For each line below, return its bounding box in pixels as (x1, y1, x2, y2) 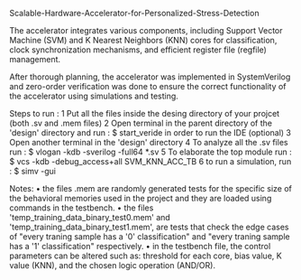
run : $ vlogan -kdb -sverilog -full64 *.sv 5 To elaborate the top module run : (9, 146, 292, 157)
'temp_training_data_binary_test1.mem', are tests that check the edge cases (9, 221, 289, 232)
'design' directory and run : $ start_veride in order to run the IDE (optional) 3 (9, 127, 291, 138)
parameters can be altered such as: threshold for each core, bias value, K (9, 250, 282, 261)
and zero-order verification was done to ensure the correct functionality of (9, 81, 287, 91)
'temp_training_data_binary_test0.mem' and (9, 212, 171, 222)
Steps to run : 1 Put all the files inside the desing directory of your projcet (9, 108, 280, 118)
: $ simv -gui (9, 166, 57, 176)
